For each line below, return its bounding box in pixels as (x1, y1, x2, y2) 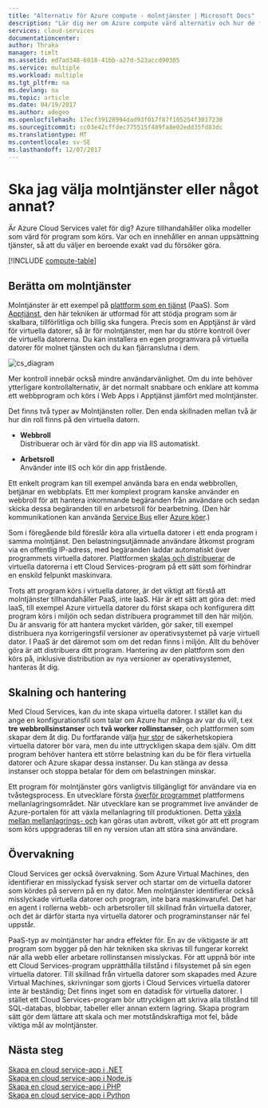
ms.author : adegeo (8, 109, 69, 117)
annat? (8, 197, 56, 215)
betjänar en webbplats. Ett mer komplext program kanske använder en (8, 487, 239, 497)
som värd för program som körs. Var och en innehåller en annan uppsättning (8, 232, 259, 242)
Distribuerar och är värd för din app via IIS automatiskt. (19, 439, 201, 449)
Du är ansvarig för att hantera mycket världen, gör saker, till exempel (8, 620, 234, 630)
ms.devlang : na (8, 86, 59, 94)
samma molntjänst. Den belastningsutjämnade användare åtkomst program (8, 537, 255, 546)
